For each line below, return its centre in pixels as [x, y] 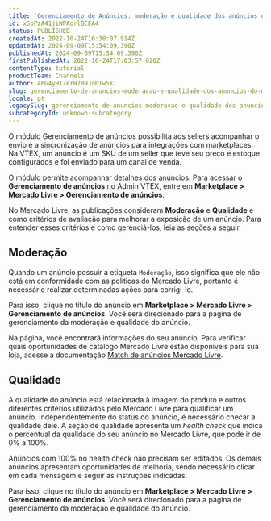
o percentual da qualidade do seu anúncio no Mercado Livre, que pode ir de [135, 434]
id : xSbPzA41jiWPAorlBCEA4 [54, 23]
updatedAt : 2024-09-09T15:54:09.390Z [72, 46]
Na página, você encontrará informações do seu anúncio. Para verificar [127, 338]
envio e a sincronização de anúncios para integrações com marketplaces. [131, 145]
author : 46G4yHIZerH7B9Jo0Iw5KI [63, 83]
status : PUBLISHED [39, 31]
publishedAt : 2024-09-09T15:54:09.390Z [75, 53]
